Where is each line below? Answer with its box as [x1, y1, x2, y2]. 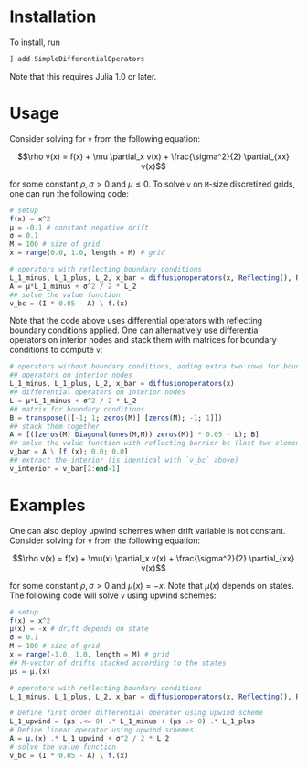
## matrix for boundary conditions [9, 404, 145, 413]
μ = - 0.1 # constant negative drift [9, 222, 149, 232]
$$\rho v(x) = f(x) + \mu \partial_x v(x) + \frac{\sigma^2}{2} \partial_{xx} [16, 151, 291, 162]
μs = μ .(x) [9, 667, 51, 676]
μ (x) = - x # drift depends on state [9, 625, 149, 634]
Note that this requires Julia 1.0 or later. [9, 70, 157, 81]
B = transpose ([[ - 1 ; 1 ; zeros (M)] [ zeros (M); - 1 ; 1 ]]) [9, 413, 223, 422]
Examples [9, 495, 86, 516]
